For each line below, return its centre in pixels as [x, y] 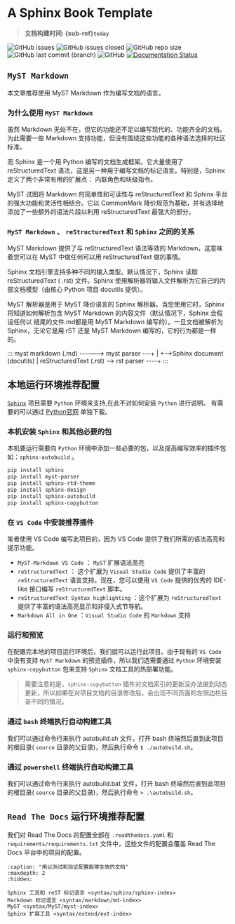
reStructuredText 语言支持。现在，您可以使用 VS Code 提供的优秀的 [115, 580]
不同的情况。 [49, 702]
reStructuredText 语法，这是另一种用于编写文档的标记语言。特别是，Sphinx [116, 170]
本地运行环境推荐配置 [53, 385]
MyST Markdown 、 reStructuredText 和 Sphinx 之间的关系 [101, 232]
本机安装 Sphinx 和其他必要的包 [60, 431]
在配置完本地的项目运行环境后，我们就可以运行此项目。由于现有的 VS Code [115, 652]
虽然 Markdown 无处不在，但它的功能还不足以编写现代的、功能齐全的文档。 [116, 129]
